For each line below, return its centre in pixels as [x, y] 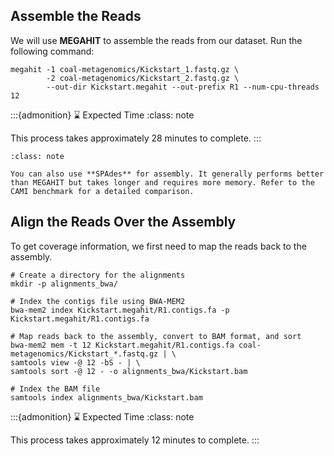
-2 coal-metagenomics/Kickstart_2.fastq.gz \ [143, 78]
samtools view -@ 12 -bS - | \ [75, 362]
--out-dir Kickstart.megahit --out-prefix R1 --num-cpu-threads [183, 87]
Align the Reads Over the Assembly [123, 222]
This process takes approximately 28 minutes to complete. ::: [136, 138]
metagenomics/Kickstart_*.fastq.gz [84, 354]
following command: [52, 51]
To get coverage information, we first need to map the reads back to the [158, 246]
